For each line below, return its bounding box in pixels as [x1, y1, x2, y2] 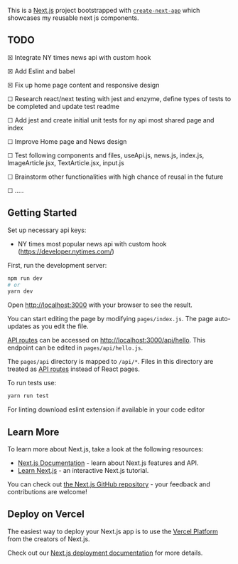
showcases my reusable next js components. [7, 14, 140, 22]
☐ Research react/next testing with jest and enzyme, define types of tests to [7, 94, 232, 103]
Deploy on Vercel [7, 508, 85, 521]
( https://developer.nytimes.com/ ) [17, 247, 115, 256]
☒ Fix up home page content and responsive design [7, 80, 160, 89]
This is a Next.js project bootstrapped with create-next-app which [7, 6, 200, 14]
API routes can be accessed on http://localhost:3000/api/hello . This [7, 336, 206, 345]
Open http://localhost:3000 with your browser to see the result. [7, 301, 193, 309]
